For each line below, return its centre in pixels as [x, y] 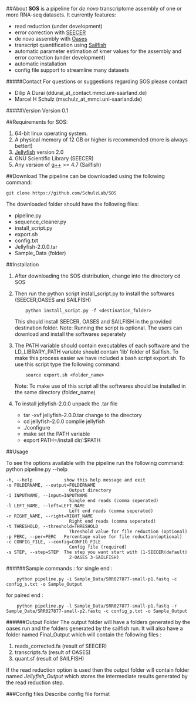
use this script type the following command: [68, 364]
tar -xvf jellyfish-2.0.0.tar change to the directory [82, 415]
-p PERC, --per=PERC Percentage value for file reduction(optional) [94, 537]
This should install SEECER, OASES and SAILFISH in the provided [93, 321]
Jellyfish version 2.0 [39, 152]
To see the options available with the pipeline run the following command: [95, 463]
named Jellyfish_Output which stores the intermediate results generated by [97, 676]
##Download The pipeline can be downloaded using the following [86, 176]
